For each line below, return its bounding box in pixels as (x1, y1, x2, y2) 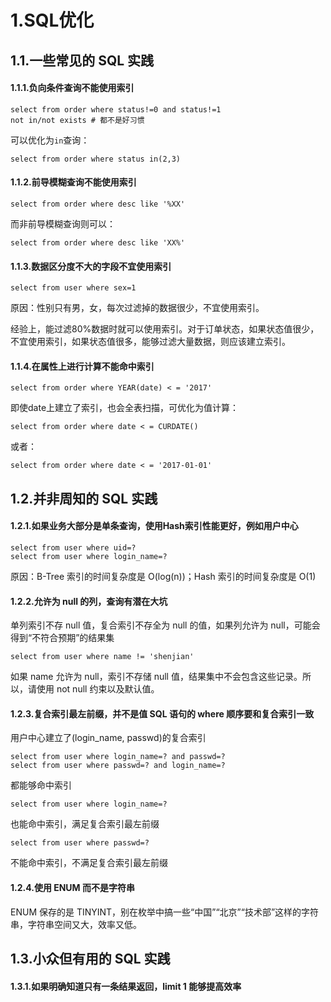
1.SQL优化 (10, 9, 95, 32)
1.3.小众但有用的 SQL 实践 (10, 950, 171, 967)
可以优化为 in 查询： (10, 134, 90, 146)
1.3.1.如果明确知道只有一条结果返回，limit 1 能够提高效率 (10, 980, 242, 992)
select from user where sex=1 (10, 283, 137, 293)
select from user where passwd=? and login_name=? (10, 761, 226, 771)
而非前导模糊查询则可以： (10, 217, 116, 230)
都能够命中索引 (10, 779, 72, 791)
